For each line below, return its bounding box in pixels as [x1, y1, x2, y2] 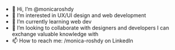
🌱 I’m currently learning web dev [11, 18, 92, 25]
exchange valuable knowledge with [11, 31, 99, 38]
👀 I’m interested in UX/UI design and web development [11, 12, 146, 19]
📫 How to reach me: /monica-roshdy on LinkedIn [11, 37, 134, 44]
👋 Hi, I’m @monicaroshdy [11, 6, 74, 12]
